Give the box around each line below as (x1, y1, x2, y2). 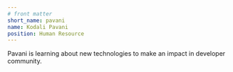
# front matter (7, 10, 53, 18)
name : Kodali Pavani (7, 23, 69, 30)
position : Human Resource (7, 30, 84, 37)
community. (7, 57, 42, 66)
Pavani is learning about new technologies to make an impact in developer (7, 49, 226, 58)
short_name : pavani (7, 17, 66, 24)
